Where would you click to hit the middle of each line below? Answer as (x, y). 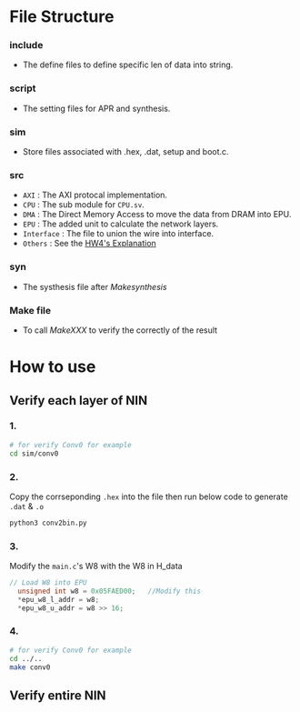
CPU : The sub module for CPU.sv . (84, 205)
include (26, 45)
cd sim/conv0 (34, 453)
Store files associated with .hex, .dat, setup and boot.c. (125, 152)
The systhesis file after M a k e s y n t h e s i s (95, 286)
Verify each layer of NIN (79, 401)
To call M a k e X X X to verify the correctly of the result (120, 330)
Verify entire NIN (58, 695)
